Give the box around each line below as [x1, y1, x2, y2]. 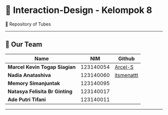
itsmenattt [114, 71, 138, 78]
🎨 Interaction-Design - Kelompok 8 [5, 4, 152, 16]
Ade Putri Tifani [7, 96, 46, 103]
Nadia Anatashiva [7, 71, 51, 78]
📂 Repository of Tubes [5, 21, 51, 27]
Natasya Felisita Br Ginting [7, 87, 72, 94]
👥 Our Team [5, 40, 42, 49]
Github [118, 55, 135, 62]
